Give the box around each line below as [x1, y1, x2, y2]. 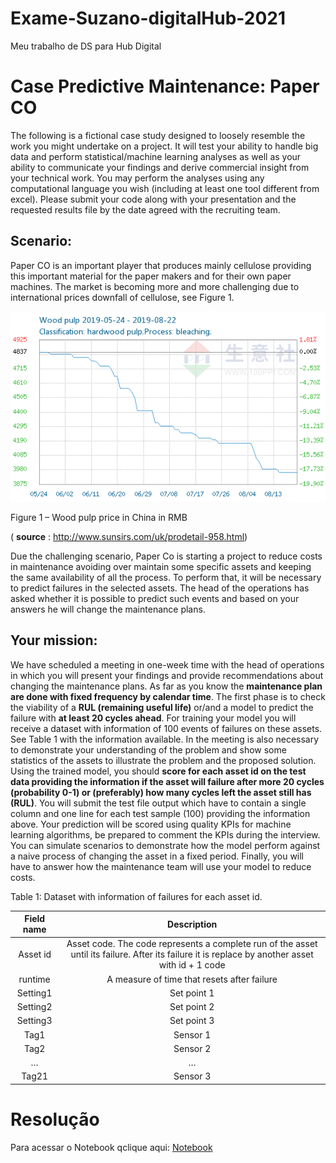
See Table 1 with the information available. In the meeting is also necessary [10, 733, 320, 745]
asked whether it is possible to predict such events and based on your [10, 592, 300, 604]
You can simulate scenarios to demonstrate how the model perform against [10, 839, 321, 851]
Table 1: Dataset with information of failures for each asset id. [10, 890, 263, 902]
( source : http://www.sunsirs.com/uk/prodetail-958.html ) [10, 530, 248, 542]
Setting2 [16, 1001, 53, 1013]
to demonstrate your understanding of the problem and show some [10, 743, 287, 756]
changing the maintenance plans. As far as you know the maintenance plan [10, 680, 323, 692]
